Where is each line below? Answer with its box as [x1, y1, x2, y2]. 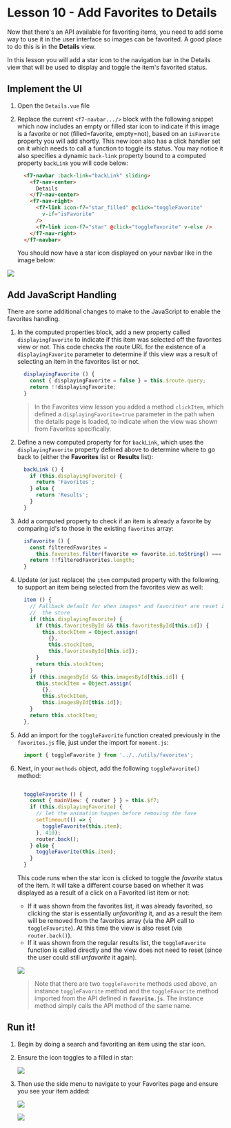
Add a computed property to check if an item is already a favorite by [17, 516, 212, 525]
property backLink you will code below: [17, 159, 129, 167]
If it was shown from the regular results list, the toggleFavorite [27, 939, 206, 947]
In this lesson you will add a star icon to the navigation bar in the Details [7, 55, 211, 64]
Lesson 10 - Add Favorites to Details [7, 5, 217, 21]
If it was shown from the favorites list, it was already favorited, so [27, 902, 213, 911]
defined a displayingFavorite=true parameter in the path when [34, 409, 215, 418]
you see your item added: [17, 1087, 90, 1095]
